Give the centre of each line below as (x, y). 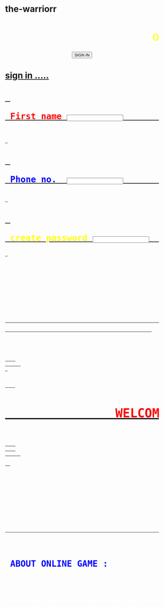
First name (36, 117)
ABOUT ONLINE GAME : (59, 564)
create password (49, 238)
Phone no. (33, 179)
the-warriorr (31, 9)
